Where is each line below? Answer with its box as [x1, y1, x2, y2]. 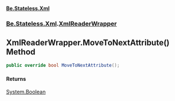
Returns [6, 75, 27, 82]
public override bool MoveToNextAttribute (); [6, 63, 120, 69]
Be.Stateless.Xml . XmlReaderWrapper [6, 19, 117, 28]
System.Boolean [6, 89, 46, 96]
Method [6, 47, 36, 57]
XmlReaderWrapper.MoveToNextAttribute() [6, 37, 170, 47]
